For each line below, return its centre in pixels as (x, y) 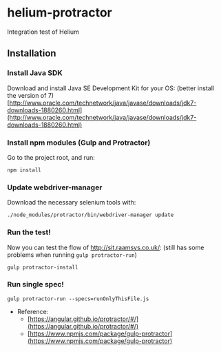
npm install (24, 170)
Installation (32, 53)
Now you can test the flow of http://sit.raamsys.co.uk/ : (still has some (106, 247)
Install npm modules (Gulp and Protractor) (79, 143)
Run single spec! (35, 284)
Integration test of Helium (43, 32)
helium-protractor (60, 13)
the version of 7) (30, 95)
